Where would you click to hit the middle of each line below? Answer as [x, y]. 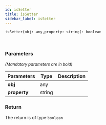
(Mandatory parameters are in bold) [39, 64]
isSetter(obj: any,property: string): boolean [53, 32]
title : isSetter [21, 14]
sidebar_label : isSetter [30, 19]
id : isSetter [18, 10]
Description [72, 76]
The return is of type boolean [34, 117]
